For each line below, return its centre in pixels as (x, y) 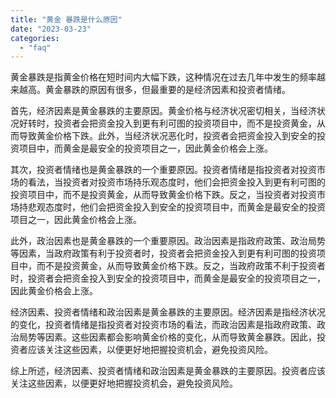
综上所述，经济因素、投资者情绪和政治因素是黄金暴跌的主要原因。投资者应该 (168, 371)
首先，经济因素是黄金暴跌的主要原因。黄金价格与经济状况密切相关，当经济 (163, 111)
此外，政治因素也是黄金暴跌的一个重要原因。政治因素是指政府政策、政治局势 (168, 241)
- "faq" (35, 47)
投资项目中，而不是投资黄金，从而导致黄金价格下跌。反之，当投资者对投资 (163, 195)
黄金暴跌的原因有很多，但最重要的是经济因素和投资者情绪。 (167, 90)
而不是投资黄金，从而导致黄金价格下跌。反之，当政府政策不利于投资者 (181, 266)
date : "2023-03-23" (51, 29)
